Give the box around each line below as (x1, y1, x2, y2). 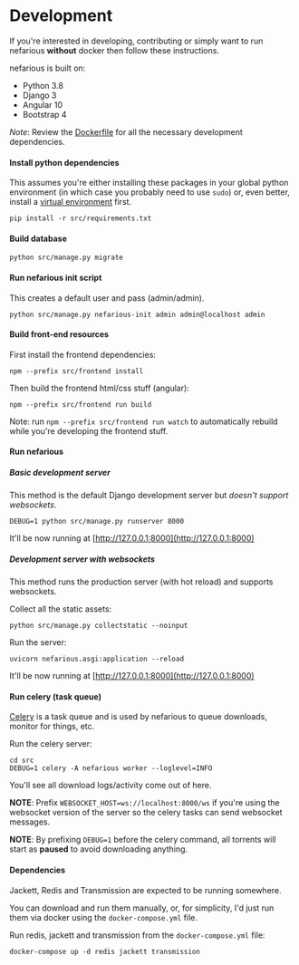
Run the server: (9, 637, 67, 648)
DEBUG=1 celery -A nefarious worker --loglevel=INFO (9, 764, 213, 773)
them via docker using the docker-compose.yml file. (9, 912, 198, 922)
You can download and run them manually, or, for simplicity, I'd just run (9, 902, 275, 913)
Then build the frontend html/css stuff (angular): (9, 382, 190, 393)
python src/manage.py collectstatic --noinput (9, 622, 188, 631)
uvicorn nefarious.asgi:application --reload (9, 654, 184, 664)
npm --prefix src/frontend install (9, 366, 144, 376)
